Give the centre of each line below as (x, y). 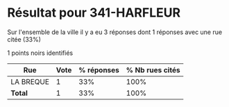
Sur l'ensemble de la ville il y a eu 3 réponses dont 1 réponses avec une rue (115, 32)
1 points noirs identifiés (40, 53)
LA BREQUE (30, 81)
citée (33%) (24, 39)
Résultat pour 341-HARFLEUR (94, 13)
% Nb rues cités (153, 69)
